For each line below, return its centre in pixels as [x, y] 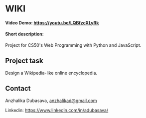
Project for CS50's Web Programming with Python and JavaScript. [73, 45]
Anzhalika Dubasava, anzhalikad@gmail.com [51, 101]
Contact [18, 88]
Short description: [24, 34]
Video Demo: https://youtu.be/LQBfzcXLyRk [52, 22]
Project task [24, 61]
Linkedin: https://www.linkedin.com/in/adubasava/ [57, 110]
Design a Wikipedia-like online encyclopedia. [51, 73]
